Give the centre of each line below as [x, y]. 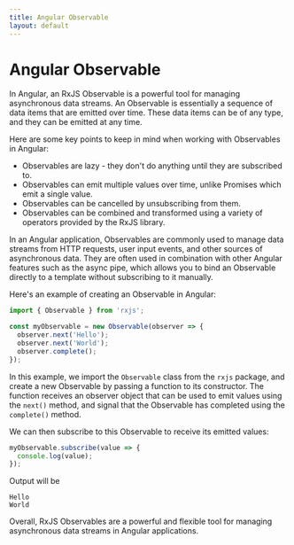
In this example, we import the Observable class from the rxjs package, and [147, 377]
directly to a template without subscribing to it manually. [112, 277]
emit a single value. [57, 194]
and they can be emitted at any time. [76, 122]
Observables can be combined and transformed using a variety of [142, 213]
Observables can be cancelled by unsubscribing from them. [131, 204]
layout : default [39, 26]
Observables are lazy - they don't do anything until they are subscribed [152, 166]
